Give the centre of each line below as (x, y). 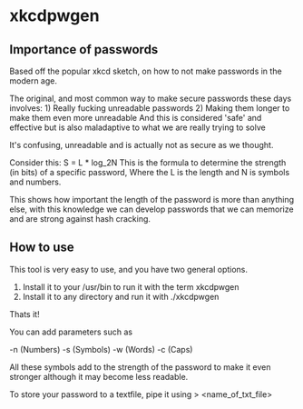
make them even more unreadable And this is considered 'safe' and (136, 118)
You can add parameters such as (71, 332)
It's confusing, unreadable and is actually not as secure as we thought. (142, 145)
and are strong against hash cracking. (80, 219)
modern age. (33, 81)
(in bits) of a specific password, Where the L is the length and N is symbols (150, 172)
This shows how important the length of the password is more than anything (152, 200)
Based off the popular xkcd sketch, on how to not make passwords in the (146, 71)
